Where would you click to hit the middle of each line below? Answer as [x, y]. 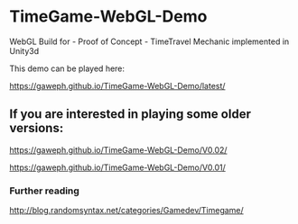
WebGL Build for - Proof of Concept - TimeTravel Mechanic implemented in [149, 41]
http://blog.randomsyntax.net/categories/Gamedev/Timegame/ [126, 211]
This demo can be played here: [67, 68]
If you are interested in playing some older [130, 114]
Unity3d [24, 50]
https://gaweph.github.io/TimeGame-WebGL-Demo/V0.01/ [117, 167]
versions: [37, 128]
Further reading [44, 191]
